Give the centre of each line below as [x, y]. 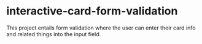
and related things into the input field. [54, 34]
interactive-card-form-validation [92, 11]
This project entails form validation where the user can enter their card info [101, 28]
